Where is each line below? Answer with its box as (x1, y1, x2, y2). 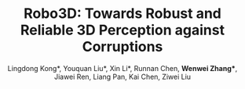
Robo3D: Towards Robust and (23, 5, 222, 23)
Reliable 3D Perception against (20, 21, 225, 39)
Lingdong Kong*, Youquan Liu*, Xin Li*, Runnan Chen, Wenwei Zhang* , (7, 63, 238, 73)
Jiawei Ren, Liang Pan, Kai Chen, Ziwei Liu (53, 72, 192, 81)
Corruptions (82, 38, 163, 55)
